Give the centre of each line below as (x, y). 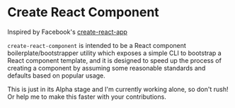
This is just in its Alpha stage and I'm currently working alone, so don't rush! (118, 89)
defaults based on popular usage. (57, 76)
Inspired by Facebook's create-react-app (67, 32)
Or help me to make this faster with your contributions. (87, 97)
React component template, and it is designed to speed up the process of (114, 60)
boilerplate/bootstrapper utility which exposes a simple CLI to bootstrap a (114, 53)
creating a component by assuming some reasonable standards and (107, 68)
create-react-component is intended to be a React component (97, 45)
